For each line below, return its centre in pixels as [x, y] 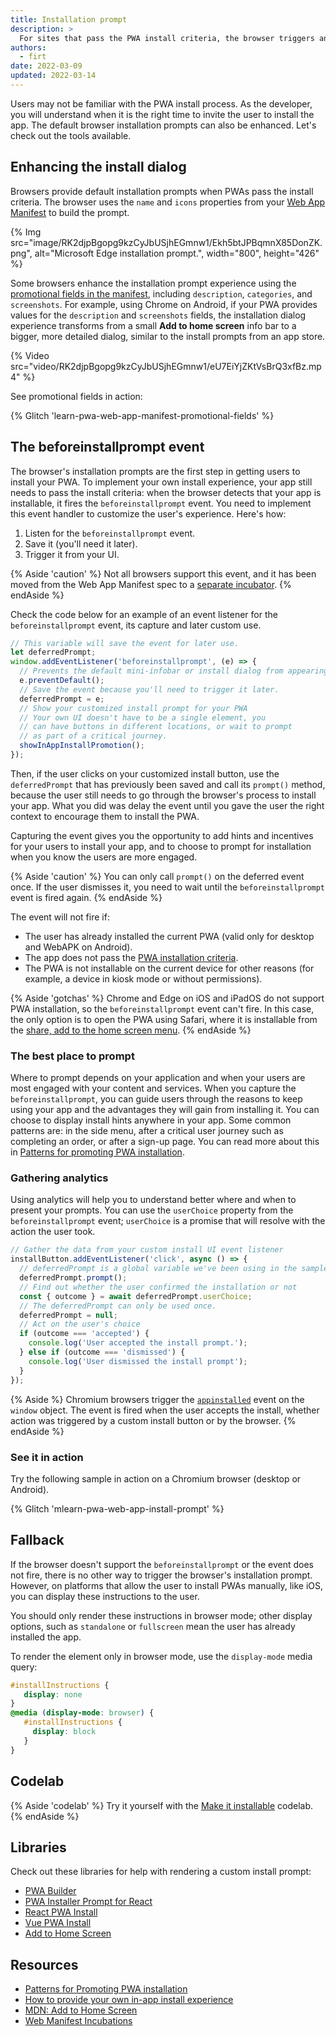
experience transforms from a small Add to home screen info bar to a [153, 325]
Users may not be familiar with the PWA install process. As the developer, [161, 103]
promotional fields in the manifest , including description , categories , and [161, 293]
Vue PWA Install [58, 1923]
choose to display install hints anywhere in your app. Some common [151, 1120]
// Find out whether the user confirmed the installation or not [158, 1287]
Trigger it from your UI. [72, 554]
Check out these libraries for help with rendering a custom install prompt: [161, 1872]
